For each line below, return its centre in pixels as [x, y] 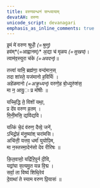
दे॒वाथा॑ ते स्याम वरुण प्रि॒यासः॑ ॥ [34, 179]
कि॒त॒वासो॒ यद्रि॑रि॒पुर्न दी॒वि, [29, 159]
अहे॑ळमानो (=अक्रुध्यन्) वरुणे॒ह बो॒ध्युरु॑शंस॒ [44, 84]
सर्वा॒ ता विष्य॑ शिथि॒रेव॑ [25, 173]
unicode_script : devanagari [41, 23]
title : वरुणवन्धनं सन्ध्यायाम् [33, 12]
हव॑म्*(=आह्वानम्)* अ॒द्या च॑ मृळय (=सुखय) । [48, 52]
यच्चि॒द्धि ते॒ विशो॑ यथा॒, [26, 102]
